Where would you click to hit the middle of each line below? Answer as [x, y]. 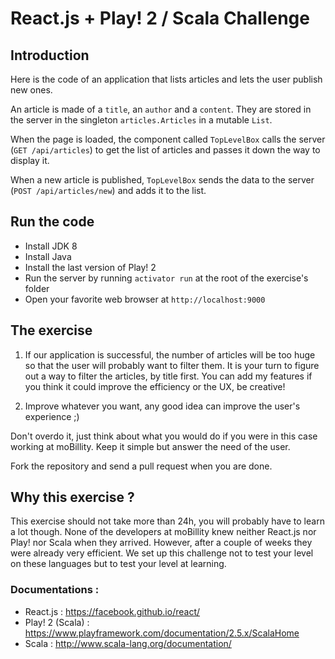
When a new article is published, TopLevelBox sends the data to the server [162, 180]
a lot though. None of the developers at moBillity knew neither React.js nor [163, 532]
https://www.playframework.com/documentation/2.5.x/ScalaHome [162, 633]
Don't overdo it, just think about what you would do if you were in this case [164, 436]
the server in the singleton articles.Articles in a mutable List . [141, 120]
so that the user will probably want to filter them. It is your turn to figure [172, 365]
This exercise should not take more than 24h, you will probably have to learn [167, 521]
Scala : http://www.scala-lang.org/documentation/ [128, 643]
